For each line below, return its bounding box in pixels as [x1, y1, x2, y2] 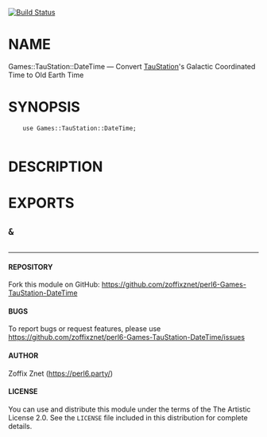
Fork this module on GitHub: [8, 279, 101, 290]
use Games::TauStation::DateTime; [22, 124, 137, 132]
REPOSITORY [8, 262, 53, 271]
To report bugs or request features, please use [8, 324, 161, 334]
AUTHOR [8, 351, 39, 361]
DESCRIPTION [8, 158, 103, 176]
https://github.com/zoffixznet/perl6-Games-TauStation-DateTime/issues [8, 333, 245, 342]
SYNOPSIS [8, 98, 81, 116]
